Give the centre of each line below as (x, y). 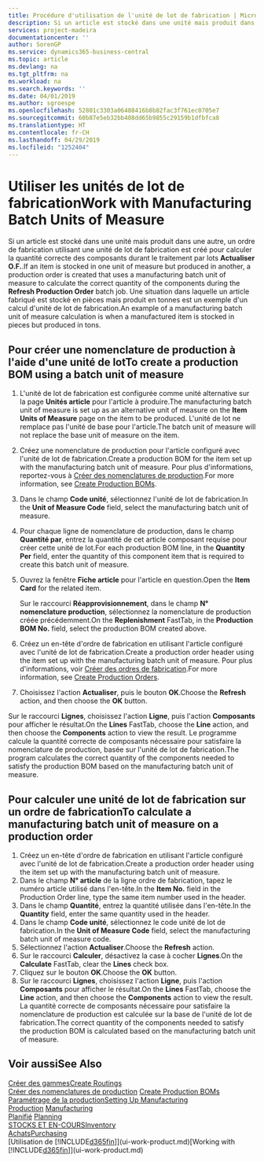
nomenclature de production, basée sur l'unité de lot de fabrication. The (124, 749)
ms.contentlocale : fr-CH (49, 132)
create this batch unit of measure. (74, 564)
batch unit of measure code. (65, 938)
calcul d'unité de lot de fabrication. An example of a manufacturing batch (125, 309)
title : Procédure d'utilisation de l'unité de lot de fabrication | (123, 15)
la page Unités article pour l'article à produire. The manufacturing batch (136, 402)
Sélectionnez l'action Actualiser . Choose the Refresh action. (117, 947)
